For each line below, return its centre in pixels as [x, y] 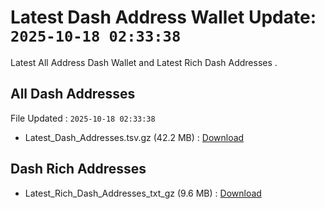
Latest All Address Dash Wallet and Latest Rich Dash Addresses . [144, 62]
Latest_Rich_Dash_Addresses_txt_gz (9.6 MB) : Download [143, 193]
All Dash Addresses [73, 94]
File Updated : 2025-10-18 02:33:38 [83, 118]
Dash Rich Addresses [78, 169]
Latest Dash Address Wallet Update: [163, 17]
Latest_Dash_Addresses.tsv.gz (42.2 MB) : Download [134, 137]
